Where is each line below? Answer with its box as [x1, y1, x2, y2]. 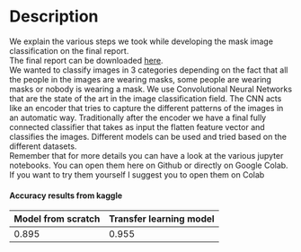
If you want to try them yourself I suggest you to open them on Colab [9, 169, 265, 180]
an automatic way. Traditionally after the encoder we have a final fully [9, 112, 267, 123]
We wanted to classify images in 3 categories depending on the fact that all [9, 65, 288, 75]
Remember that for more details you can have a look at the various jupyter [9, 150, 284, 161]
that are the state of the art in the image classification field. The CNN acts [9, 92, 282, 104]
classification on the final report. [9, 45, 129, 56]
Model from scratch [13, 213, 101, 225]
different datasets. [9, 141, 77, 152]
